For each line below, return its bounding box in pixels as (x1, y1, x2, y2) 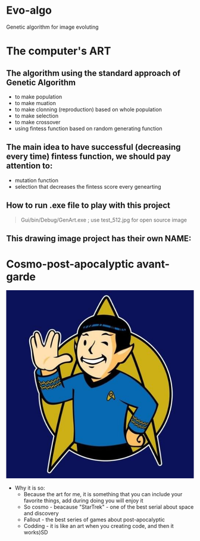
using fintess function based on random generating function (14, 125, 162, 132)
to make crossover (14, 118, 61, 125)
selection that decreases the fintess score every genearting (14, 183, 162, 190)
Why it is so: (14, 484, 45, 491)
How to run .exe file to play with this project (6, 201, 171, 211)
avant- (136, 257, 170, 271)
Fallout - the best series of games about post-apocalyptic (23, 516, 165, 523)
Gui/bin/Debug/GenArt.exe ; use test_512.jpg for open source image (20, 216, 187, 223)
